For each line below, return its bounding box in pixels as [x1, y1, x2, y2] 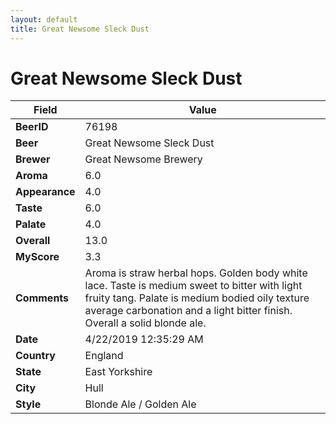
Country [15, 349, 56, 363]
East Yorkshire [84, 365, 153, 379]
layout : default [10, 14, 78, 25]
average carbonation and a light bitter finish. [84, 304, 293, 318]
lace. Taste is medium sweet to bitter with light [84, 279, 303, 293]
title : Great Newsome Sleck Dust [10, 24, 150, 34]
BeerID [15, 120, 49, 134]
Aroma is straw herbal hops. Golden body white [84, 266, 308, 280]
